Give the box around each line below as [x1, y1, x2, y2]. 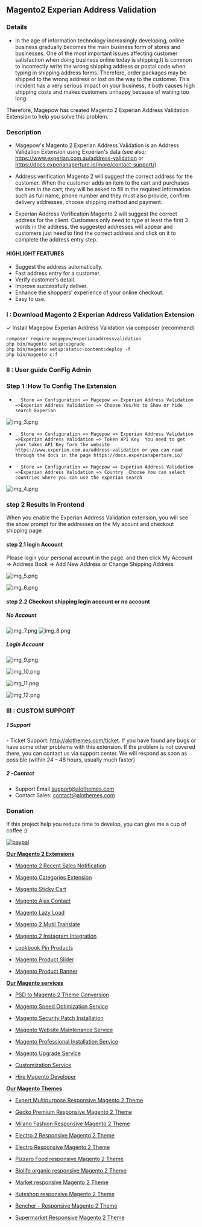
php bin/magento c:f [6, 352, 58, 358]
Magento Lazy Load [14, 909, 65, 916]
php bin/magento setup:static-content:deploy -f [6, 346, 131, 353]
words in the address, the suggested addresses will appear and [14, 223, 173, 230]
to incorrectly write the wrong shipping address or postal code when [14, 62, 186, 70]
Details [6, 23, 28, 31]
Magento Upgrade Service [14, 1050, 81, 1057]
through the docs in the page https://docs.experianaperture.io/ [14, 452, 183, 458]
